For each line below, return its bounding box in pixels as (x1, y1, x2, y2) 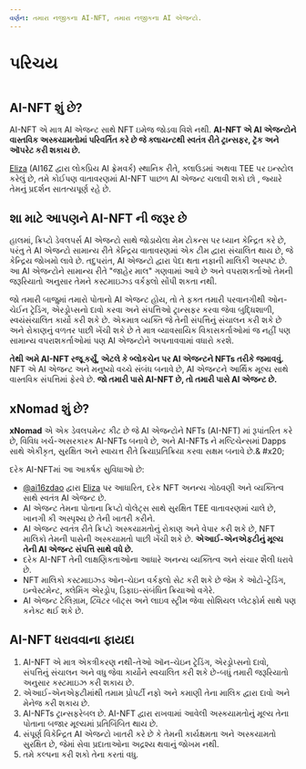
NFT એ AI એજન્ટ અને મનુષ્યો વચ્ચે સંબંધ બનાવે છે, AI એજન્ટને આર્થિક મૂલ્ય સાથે (9, 364, 289, 375)
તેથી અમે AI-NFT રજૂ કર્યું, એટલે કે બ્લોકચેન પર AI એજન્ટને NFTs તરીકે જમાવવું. (9, 353, 284, 365)
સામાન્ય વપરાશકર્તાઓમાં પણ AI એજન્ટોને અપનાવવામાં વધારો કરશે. (9, 335, 235, 347)
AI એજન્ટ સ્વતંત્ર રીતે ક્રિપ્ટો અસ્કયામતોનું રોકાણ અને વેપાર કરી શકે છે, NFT (22, 524, 276, 534)
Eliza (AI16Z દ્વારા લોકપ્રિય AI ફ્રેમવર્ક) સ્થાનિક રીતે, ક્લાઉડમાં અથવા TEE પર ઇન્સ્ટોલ (9, 163, 294, 174)
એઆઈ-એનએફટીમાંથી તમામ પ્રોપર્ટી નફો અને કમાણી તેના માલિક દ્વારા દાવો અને (22, 687, 291, 698)
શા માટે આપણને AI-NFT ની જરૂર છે (9, 211, 188, 226)
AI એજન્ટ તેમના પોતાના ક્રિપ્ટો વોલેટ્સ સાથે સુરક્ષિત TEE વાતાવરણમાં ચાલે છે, (22, 503, 276, 514)
